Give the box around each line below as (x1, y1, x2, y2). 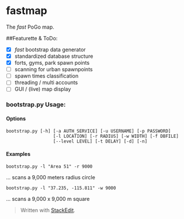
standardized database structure (14, 53, 93, 60)
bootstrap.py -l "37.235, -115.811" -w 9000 (6, 185, 116, 191)
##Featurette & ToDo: (6, 34, 58, 41)
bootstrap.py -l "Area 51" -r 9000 (6, 164, 93, 169)
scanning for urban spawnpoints (14, 66, 93, 73)
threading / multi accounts (14, 79, 78, 86)
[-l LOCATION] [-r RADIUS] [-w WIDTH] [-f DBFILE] (53, 133, 179, 139)
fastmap (6, 4, 48, 18)
